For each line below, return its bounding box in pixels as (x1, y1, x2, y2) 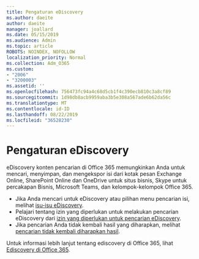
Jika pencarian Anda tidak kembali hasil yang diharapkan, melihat (15, 221, 181, 228)
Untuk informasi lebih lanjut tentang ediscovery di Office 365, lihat (6, 239, 173, 247)
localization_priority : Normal (6, 54, 86, 61)
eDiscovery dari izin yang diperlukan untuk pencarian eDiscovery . (15, 215, 182, 222)
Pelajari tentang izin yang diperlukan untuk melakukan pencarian (15, 208, 179, 216)
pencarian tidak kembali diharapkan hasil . (15, 228, 121, 235)
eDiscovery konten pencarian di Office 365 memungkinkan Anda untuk (6, 163, 186, 171)
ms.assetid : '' (6, 83, 45, 89)
